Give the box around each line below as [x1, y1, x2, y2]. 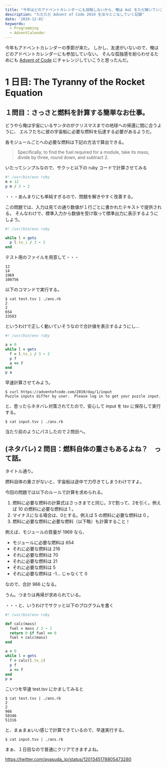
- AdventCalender [9, 30, 46, 35]
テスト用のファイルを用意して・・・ [5, 254, 80, 260]
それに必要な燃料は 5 [12, 564, 56, 570]
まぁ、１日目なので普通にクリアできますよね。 [5, 747, 101, 753]
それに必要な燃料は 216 [12, 546, 61, 552]
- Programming [9, 26, 39, 31]
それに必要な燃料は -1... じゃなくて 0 [12, 571, 88, 576]
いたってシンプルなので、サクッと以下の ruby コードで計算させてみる [5, 165, 147, 171]
